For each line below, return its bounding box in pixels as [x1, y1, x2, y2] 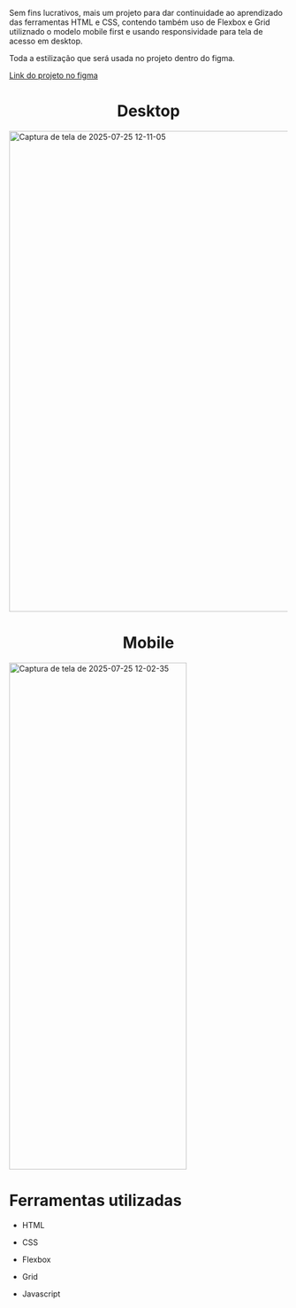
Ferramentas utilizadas [9, 1191, 183, 1211]
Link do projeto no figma [9, 70, 99, 81]
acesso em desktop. [9, 35, 83, 46]
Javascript [21, 1289, 61, 1299]
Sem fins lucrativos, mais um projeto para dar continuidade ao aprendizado [9, 8, 283, 18]
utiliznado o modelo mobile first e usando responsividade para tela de [9, 27, 263, 36]
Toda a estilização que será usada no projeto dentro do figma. [9, 53, 236, 63]
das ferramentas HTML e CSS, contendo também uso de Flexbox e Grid [9, 17, 271, 27]
